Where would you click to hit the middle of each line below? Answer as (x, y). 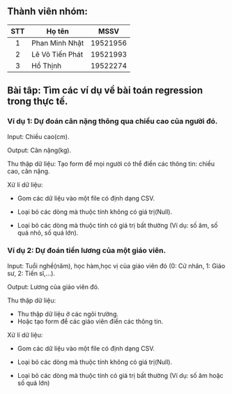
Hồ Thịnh (46, 66)
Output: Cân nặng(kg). (39, 150)
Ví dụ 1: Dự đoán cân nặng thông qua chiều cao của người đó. (113, 122)
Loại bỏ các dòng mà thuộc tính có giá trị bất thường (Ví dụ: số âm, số (117, 225)
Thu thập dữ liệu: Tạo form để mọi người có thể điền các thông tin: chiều (111, 163)
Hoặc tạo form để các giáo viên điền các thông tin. (90, 321)
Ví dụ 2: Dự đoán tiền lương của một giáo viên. (86, 251)
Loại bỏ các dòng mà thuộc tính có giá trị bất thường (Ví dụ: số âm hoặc (121, 375)
